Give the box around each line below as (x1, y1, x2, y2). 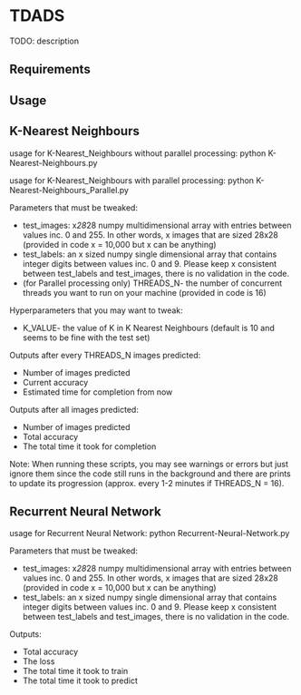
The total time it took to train (22, 666, 129, 677)
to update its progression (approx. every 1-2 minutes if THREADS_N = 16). (9, 477, 285, 488)
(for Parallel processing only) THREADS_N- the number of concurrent (22, 278, 283, 289)
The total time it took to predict (22, 675, 139, 686)
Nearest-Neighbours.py (9, 157, 98, 168)
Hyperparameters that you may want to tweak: (9, 305, 183, 316)
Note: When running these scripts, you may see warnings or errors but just (9, 458, 288, 469)
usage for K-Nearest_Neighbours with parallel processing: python (9, 174, 255, 186)
